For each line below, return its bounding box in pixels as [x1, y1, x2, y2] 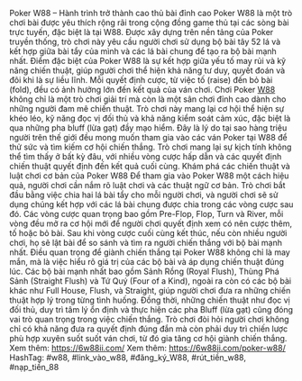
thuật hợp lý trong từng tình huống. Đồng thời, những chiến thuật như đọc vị [9, 295, 290, 305]
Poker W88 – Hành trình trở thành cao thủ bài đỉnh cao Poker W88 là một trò [9, 8, 293, 18]
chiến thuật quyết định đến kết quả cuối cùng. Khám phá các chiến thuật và [9, 161, 290, 171]
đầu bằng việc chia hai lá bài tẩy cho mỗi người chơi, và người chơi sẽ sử [9, 189, 279, 200]
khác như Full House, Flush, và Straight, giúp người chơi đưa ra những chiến [9, 286, 291, 295]
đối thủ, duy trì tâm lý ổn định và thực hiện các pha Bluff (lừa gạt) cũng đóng [9, 304, 294, 314]
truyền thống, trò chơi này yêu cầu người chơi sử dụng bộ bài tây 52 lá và [9, 36, 281, 47]
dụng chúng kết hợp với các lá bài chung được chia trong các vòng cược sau [9, 199, 294, 210]
